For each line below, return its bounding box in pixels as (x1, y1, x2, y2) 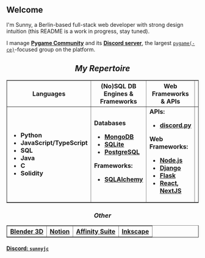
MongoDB (104, 132, 134, 141)
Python (20, 131, 43, 139)
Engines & (103, 89, 134, 98)
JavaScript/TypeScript (20, 138, 88, 147)
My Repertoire (74, 63, 131, 74)
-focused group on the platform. (14, 46, 96, 53)
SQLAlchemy (104, 175, 143, 183)
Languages (32, 89, 66, 98)
